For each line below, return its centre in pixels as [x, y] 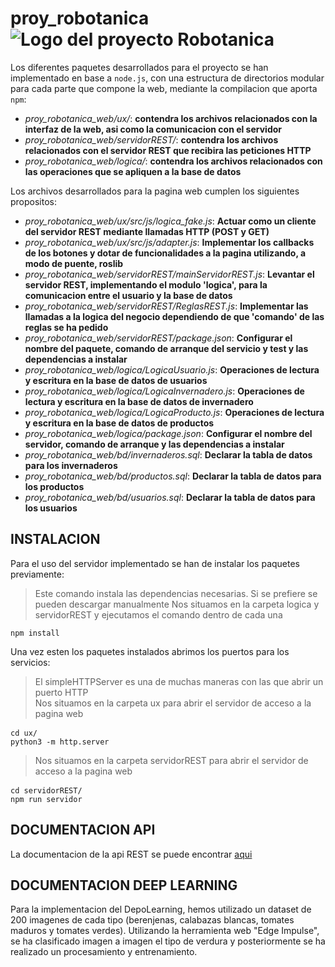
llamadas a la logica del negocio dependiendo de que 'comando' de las [174, 316]
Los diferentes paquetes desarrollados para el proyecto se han [139, 67]
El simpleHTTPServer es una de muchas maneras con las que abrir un [179, 681]
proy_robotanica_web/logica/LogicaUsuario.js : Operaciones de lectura [172, 369]
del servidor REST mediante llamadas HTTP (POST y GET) [147, 231]
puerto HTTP [61, 692]
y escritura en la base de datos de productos [119, 423]
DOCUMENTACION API [83, 830]
